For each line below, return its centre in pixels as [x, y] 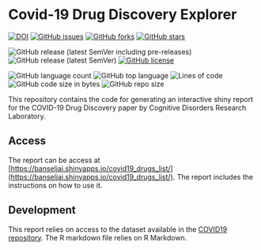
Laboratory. [27, 116]
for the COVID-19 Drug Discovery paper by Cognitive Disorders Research [127, 108]
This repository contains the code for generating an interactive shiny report [131, 99]
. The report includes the [213, 176]
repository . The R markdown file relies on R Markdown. [98, 237]
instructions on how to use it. [55, 185]
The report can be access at [54, 160]
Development [42, 210]
